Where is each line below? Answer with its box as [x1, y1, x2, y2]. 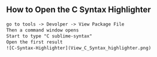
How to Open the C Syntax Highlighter [6, 5, 151, 15]
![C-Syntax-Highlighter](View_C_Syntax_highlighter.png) [6, 45, 152, 51]
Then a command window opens [6, 27, 79, 33]
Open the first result [6, 39, 63, 45]
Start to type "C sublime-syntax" [6, 33, 93, 39]
